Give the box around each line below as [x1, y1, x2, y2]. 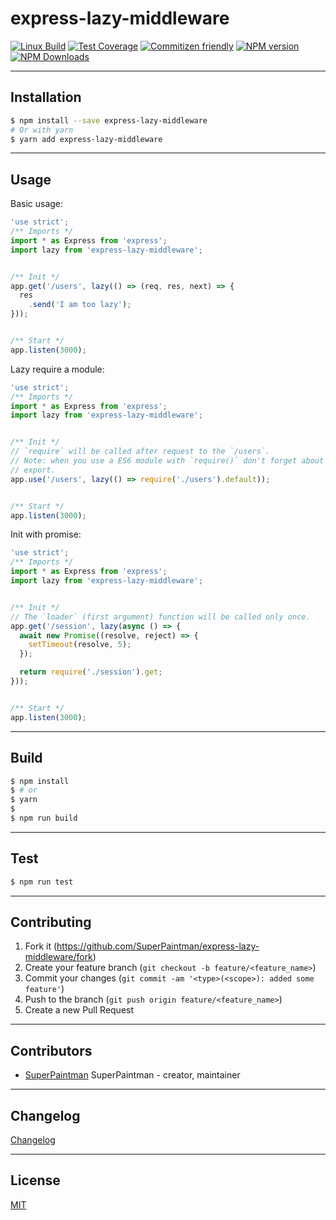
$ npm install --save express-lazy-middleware [10, 115, 208, 126]
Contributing [10, 913, 92, 931]
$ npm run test [10, 877, 74, 887]
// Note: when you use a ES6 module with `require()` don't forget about [10, 456, 325, 466]
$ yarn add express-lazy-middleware [10, 134, 163, 144]
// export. [10, 465, 56, 475]
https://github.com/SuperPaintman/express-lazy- [56, 940, 260, 952]
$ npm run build [10, 813, 78, 823]
